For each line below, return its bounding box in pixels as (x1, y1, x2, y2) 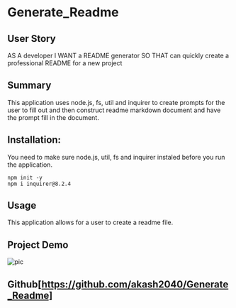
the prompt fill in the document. (7, 113, 99, 121)
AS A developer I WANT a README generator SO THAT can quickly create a (7, 51, 229, 60)
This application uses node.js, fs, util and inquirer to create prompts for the (7, 98, 225, 106)
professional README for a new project (7, 59, 123, 67)
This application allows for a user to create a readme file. (7, 218, 174, 227)
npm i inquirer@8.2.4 (7, 180, 72, 187)
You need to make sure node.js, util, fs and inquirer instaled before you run (7, 153, 225, 161)
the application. (7, 160, 53, 169)
